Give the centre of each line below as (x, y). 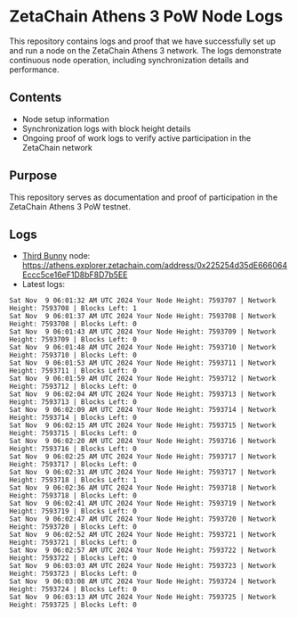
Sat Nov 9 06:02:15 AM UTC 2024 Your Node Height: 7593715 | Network (143, 425)
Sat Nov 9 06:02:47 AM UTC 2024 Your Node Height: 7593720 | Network (143, 519)
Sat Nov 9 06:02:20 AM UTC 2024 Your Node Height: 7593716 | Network (143, 441)
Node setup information (65, 119)
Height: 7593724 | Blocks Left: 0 (73, 589)
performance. (34, 70)
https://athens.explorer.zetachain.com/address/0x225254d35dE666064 (154, 266)
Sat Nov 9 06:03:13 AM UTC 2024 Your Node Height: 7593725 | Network (143, 597)
